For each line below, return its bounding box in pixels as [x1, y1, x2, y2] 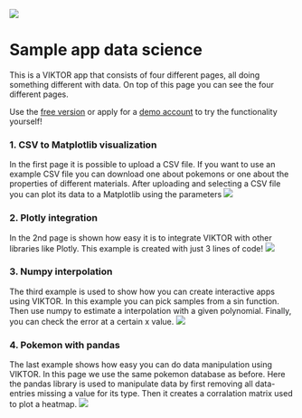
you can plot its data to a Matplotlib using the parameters [9, 189, 222, 200]
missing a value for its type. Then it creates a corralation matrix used [37, 388, 293, 399]
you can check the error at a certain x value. [9, 316, 175, 327]
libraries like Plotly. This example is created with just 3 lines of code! [9, 242, 264, 253]
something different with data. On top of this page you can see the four [9, 79, 274, 90]
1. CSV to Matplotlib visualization [9, 138, 157, 151]
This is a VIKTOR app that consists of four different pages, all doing [9, 69, 260, 81]
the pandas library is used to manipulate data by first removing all [9, 378, 253, 389]
